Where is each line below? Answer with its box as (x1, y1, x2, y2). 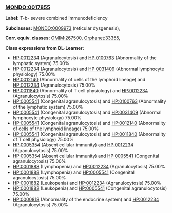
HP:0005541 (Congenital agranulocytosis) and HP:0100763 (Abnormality (12, 98, 166, 104)
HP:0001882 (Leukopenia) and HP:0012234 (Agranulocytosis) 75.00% (12, 180, 162, 186)
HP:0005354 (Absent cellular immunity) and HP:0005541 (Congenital (12, 153, 159, 159)
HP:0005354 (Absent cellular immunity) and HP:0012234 (12, 142, 134, 148)
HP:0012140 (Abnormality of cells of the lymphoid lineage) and (12, 77, 146, 83)
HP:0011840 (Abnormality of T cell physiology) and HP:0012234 (12, 88, 148, 94)
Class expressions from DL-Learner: (5, 45, 84, 51)
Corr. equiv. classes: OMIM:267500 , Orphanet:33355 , (5, 35, 121, 41)
